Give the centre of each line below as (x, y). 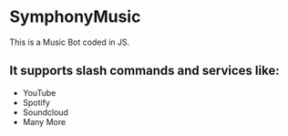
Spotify (36, 102)
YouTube (39, 92)
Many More (44, 121)
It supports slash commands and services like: (144, 71)
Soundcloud (45, 112)
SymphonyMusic (75, 17)
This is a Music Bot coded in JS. (70, 42)
